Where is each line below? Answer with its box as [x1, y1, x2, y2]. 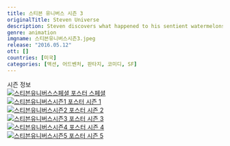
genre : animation [7, 29, 57, 36]
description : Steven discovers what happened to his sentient [7, 23, 188, 29]
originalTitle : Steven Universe [7, 16, 99, 23]
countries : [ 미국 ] [7, 55, 57, 61]
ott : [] [7, 48, 29, 55]
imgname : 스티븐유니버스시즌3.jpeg [7, 35, 96, 42]
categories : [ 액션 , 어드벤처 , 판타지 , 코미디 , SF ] [7, 61, 138, 68]
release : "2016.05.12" [7, 42, 72, 48]
